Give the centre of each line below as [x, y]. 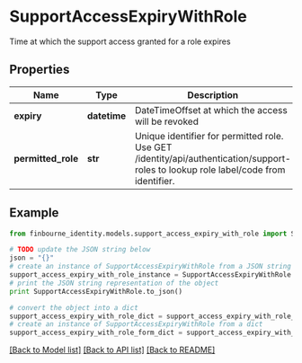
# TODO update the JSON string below [80, 250]
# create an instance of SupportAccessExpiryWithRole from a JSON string [151, 267]
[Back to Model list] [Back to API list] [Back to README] [112, 350]
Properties [40, 70]
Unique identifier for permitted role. [209, 136]
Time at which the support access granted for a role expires [120, 41]
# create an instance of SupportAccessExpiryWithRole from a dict [136, 324]
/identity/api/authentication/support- [213, 158]
